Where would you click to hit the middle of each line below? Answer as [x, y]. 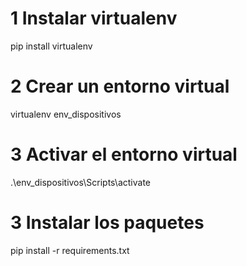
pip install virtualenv [51, 46]
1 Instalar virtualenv [94, 18]
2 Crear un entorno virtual [120, 86]
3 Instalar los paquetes [107, 223]
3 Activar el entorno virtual [124, 154]
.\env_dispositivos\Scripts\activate [80, 182]
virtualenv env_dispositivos [66, 114]
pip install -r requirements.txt [70, 250]
